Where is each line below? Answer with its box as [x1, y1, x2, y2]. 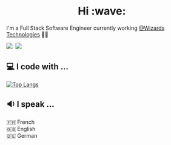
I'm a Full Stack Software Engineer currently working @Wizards [6, 24, 165, 32]
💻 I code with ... [6, 62, 69, 72]
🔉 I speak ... [6, 99, 55, 110]
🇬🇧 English [6, 125, 36, 132]
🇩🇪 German [6, 132, 38, 139]
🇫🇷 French [6, 118, 35, 126]
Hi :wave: [78, 4, 126, 18]
